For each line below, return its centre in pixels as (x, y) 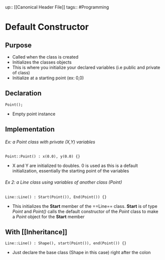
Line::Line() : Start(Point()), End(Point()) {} (56, 197)
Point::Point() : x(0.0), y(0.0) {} (43, 157)
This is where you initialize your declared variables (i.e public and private (86, 67)
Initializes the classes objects (42, 62)
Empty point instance (34, 114)
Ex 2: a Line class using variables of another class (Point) (64, 182)
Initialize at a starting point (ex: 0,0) (48, 78)
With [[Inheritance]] (36, 232)
